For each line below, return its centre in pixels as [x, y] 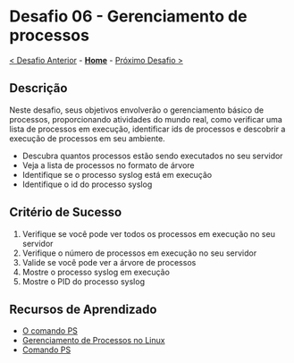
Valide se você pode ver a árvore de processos [109, 262]
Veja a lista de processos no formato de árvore [108, 165]
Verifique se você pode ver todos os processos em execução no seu [148, 233]
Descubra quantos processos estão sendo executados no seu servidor [152, 156]
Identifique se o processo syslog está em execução [117, 174]
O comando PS [50, 331]
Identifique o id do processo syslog [87, 184]
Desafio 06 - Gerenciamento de [128, 17]
